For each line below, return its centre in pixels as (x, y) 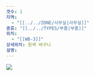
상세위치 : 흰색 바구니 (29, 45)
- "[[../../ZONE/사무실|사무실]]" (51, 23)
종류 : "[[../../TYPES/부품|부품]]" (47, 28)
